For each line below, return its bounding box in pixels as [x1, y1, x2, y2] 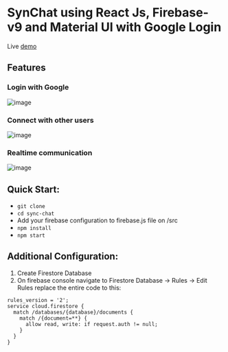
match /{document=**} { [19, 314, 88, 322]
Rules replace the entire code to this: [16, 283, 122, 292]
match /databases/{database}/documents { [13, 309, 134, 316]
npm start [16, 232, 46, 239]
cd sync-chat [16, 211, 55, 218]
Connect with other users [7, 115, 94, 125]
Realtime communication [7, 148, 93, 157]
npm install [16, 225, 52, 232]
